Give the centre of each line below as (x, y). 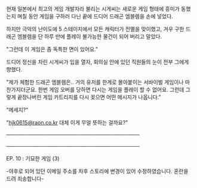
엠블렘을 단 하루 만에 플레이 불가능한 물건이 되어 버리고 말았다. (90, 37)
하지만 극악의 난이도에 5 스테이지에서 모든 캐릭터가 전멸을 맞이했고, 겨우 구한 (95, 29)
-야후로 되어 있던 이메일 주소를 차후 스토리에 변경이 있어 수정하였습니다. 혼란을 (97, 171)
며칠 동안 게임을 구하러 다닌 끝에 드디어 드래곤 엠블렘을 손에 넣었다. (95, 16)
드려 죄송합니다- (25, 179)
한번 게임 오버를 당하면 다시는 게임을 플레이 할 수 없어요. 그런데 (111, 90)
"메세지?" (17, 110)
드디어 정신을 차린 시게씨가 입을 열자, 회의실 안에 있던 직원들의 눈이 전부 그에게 (98, 62)
